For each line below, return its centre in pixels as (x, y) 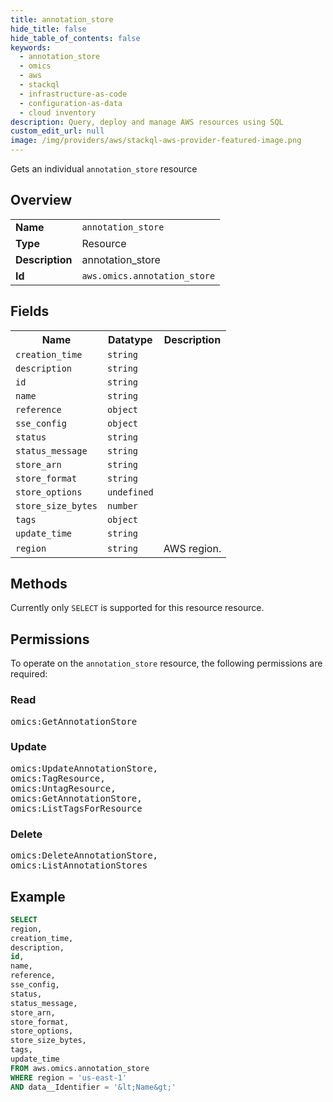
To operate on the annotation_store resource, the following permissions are (166, 663)
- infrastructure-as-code (73, 94)
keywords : (31, 47)
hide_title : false (48, 29)
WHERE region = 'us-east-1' (69, 1077)
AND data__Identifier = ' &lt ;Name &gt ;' (93, 1087)
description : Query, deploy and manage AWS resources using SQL (147, 122)
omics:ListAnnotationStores (79, 865)
